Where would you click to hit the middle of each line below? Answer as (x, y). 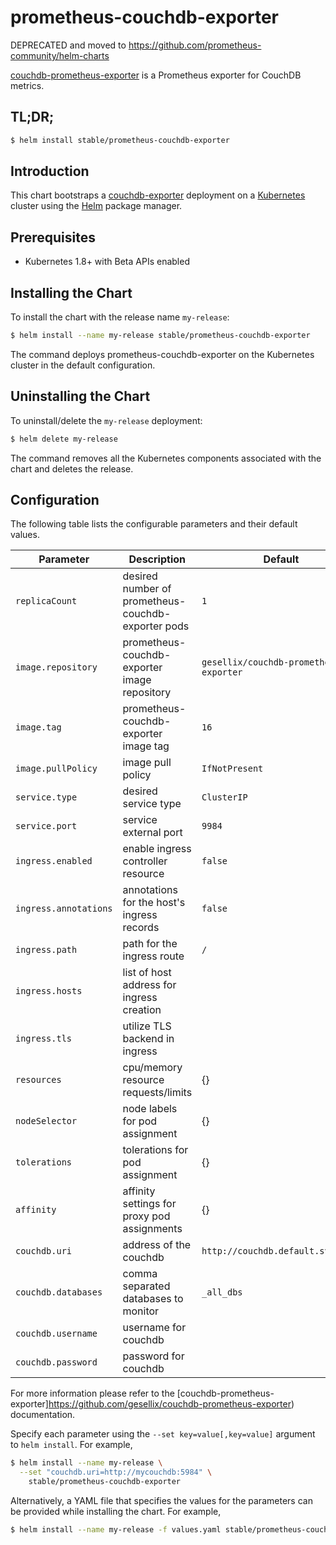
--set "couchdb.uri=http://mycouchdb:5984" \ (116, 1472)
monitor (141, 1311)
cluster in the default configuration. (83, 365)
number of (147, 589)
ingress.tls (44, 1039)
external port (152, 833)
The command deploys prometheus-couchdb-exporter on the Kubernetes (162, 354)
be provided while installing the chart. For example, (116, 1512)
